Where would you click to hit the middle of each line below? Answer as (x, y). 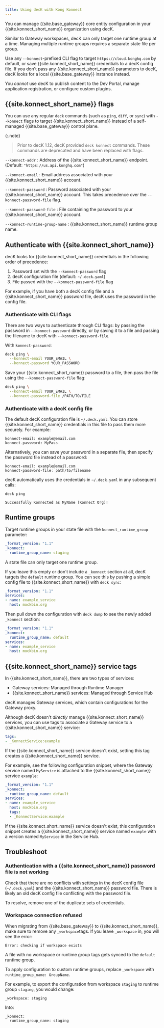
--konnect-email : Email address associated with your (59, 175)
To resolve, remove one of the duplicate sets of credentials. (65, 903)
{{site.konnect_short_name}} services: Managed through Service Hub (82, 693)
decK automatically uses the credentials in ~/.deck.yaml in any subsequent (81, 480)
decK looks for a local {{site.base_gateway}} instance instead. (68, 74)
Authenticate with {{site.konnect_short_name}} (80, 245)
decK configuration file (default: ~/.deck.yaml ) (59, 277)
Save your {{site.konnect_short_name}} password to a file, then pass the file (82, 373)
